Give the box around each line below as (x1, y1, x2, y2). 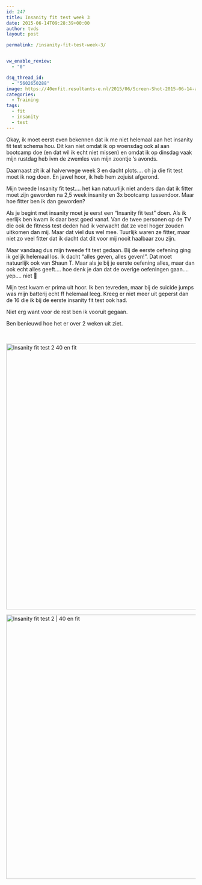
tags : (6, 103, 20, 109)
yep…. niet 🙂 (6, 272, 37, 279)
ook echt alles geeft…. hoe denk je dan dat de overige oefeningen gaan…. (6, 265, 189, 273)
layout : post (6, 31, 39, 37)
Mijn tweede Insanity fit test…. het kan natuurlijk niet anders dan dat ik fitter (6, 185, 194, 192)
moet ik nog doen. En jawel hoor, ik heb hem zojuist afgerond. (6, 173, 159, 180)
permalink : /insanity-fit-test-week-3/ (6, 42, 106, 48)
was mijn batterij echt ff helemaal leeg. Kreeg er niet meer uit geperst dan (6, 290, 189, 297)
